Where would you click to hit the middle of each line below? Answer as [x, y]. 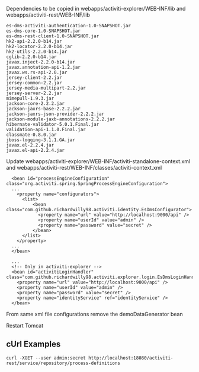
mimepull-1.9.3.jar [30, 98]
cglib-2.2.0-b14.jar [32, 57]
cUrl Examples [33, 344]
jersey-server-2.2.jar [34, 93]
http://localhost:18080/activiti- [131, 358]
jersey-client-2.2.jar [34, 78]
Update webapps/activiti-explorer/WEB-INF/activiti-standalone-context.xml [98, 161]
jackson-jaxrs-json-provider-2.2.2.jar [55, 114]
